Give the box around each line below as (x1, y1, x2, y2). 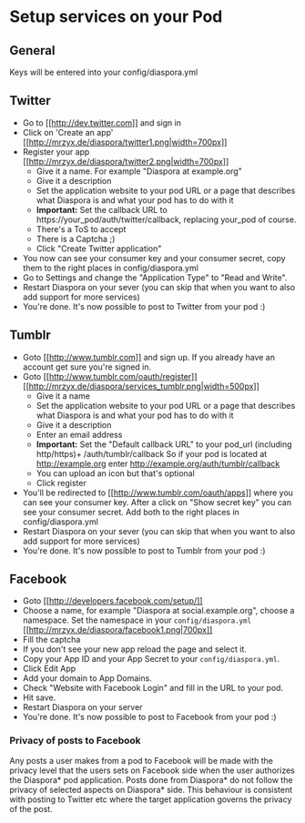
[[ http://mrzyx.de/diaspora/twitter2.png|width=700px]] (22, 156, 229, 167)
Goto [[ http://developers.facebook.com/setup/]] (22, 595, 203, 606)
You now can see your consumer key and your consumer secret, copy (22, 252, 286, 263)
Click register (36, 477, 86, 488)
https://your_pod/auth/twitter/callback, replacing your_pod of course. (36, 214, 297, 225)
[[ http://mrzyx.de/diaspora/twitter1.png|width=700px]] (22, 137, 228, 147)
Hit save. (22, 692, 56, 703)
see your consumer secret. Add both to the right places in (22, 506, 239, 517)
